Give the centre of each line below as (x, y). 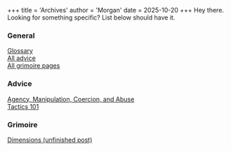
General (21, 36)
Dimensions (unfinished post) (50, 140)
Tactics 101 (23, 106)
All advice (22, 58)
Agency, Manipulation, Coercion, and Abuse (71, 99)
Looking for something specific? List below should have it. (91, 17)
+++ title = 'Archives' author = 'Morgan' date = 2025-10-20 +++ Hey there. (116, 10)
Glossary (20, 51)
